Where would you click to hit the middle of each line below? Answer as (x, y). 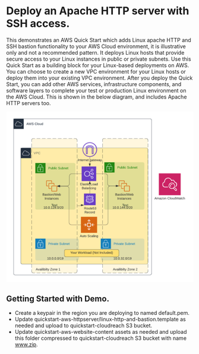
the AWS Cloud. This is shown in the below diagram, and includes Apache (97, 97)
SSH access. (38, 23)
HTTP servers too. (29, 103)
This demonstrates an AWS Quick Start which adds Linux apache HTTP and (99, 40)
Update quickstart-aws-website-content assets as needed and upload (101, 332)
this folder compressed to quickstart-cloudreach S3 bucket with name (101, 338)
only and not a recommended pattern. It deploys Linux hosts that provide (95, 52)
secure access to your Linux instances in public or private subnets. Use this (99, 59)
